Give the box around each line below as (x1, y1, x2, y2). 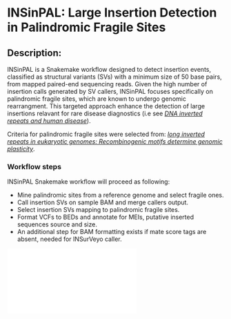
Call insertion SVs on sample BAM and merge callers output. (17, 198, 188, 206)
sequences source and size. (17, 220, 98, 229)
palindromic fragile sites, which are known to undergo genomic (7, 95, 186, 103)
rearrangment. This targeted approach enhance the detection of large (7, 102, 205, 110)
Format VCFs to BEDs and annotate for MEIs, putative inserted (17, 213, 194, 222)
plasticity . (7, 145, 36, 153)
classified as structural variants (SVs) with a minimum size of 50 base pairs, (7, 72, 222, 81)
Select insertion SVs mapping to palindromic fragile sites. (17, 206, 180, 214)
